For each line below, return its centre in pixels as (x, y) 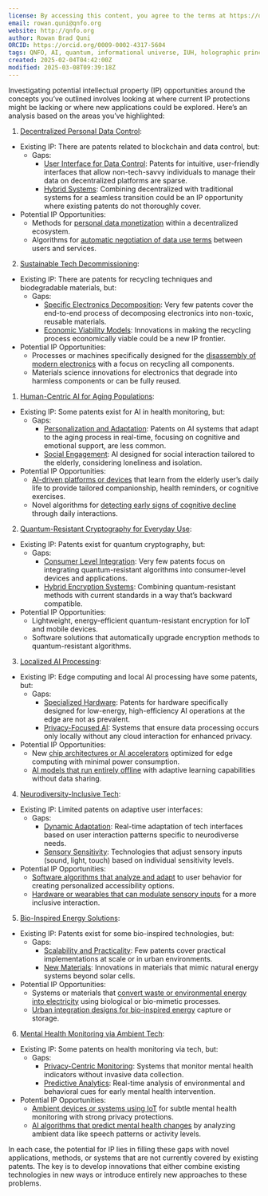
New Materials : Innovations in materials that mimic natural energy (151, 967)
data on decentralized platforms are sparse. (115, 180)
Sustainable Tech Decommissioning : (79, 263)
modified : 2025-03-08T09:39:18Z (62, 68)
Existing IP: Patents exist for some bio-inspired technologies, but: (127, 933)
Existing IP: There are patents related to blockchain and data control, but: (140, 146)
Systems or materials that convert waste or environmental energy (139, 993)
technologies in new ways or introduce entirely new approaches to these (128, 1174)
